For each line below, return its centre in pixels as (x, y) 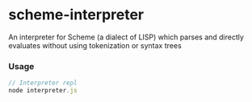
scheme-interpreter (76, 15)
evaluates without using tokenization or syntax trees (95, 45)
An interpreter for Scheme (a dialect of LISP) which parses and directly (126, 37)
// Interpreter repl (43, 83)
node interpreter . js (43, 91)
